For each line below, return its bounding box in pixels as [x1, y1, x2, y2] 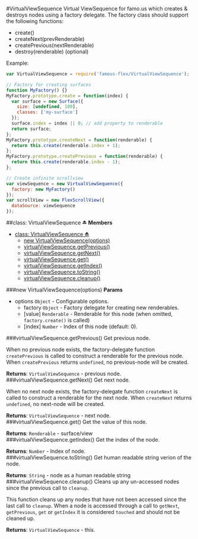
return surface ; [11, 126, 52, 132]
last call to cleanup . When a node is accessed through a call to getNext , [6, 502, 180, 509]
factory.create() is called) [23, 317, 90, 324]
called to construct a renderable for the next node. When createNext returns [6, 394, 192, 401]
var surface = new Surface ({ [11, 98, 84, 104]
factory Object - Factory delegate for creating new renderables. [23, 304, 179, 311]
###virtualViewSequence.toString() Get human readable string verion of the [6, 454, 191, 461]
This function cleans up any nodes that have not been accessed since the [6, 496, 187, 503]
